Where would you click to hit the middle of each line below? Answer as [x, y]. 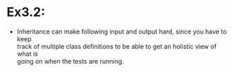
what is [27, 54]
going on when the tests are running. [70, 61]
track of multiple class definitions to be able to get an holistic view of [117, 46]
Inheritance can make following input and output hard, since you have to [122, 31]
